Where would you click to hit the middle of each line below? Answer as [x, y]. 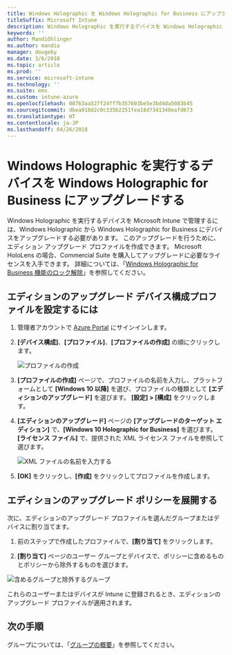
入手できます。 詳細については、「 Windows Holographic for [115, 264]
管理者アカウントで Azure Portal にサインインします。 [94, 327]
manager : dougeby [32, 53]
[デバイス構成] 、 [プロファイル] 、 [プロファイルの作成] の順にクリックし [118, 342]
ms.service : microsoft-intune [51, 78]
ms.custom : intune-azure [43, 98]
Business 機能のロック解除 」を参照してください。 [78, 273]
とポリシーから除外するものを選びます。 [75, 564]
